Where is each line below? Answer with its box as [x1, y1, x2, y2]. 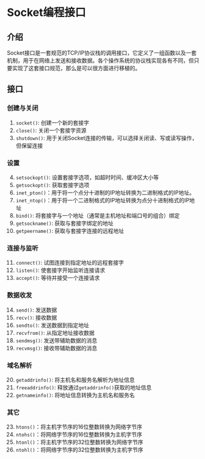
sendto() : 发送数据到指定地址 [15, 321, 90, 329]
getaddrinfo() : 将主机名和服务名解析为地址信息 [15, 376, 135, 383]
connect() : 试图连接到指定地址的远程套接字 [15, 259, 124, 266]
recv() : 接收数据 [15, 314, 57, 321]
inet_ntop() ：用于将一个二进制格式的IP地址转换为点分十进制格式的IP [15, 196, 190, 204]
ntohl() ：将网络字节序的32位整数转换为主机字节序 [15, 446, 144, 453]
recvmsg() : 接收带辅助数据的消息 [15, 344, 98, 351]
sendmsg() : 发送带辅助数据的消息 [15, 337, 98, 344]
